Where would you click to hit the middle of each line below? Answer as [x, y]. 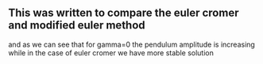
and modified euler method [77, 26]
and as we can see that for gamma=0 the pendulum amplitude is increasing [132, 44]
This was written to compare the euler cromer [124, 13]
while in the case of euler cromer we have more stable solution [111, 53]
